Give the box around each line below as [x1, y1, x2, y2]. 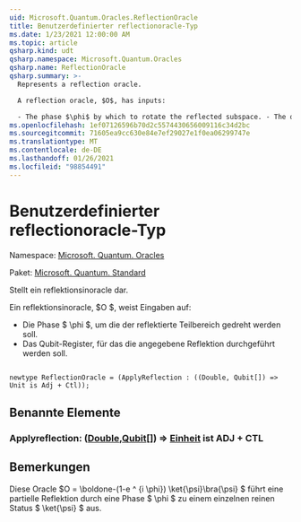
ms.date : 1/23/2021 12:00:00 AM [9, 30, 130, 39]
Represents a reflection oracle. [17, 80, 142, 89]
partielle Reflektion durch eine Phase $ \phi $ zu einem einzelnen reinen [9, 492, 275, 503]
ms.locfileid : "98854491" [9, 162, 106, 171]
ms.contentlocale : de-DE [9, 145, 102, 155]
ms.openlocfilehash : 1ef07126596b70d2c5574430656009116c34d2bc [9, 120, 251, 130]
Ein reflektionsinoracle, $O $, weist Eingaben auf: [9, 301, 192, 312]
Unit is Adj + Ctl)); [9, 380, 90, 390]
